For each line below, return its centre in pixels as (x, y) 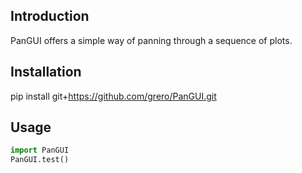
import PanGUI (40, 150)
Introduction (50, 16)
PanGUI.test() (40, 160)
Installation (46, 72)
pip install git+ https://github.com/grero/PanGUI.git (113, 96)
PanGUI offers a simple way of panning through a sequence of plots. (151, 40)
